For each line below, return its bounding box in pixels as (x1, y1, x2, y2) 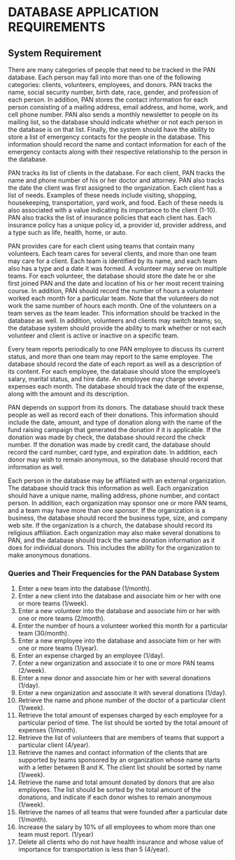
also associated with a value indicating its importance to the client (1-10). (8, 206, 218, 214)
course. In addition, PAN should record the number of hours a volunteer (8, 287, 214, 295)
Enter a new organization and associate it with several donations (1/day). (17, 689, 227, 697)
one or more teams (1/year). (17, 644, 99, 652)
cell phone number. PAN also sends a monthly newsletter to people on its (8, 110, 219, 119)
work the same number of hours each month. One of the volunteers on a (8, 302, 217, 309)
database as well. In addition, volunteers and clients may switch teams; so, (8, 316, 223, 325)
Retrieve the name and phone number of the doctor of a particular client (17, 696, 226, 705)
